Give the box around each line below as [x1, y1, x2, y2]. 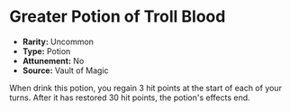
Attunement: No [22, 55, 85, 66]
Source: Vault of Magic [22, 65, 110, 76]
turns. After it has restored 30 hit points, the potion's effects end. [9, 92, 250, 103]
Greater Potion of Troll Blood [9, 6, 226, 27]
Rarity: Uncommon [22, 36, 95, 47]
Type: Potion [22, 45, 71, 56]
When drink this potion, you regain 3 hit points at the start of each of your [9, 82, 282, 93]
